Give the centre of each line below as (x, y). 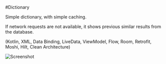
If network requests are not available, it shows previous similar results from (83, 26)
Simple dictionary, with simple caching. (46, 17)
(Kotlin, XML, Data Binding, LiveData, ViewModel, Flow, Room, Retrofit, (78, 41)
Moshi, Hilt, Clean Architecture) (38, 47)
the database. (20, 32)
